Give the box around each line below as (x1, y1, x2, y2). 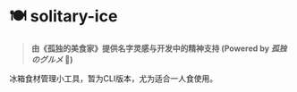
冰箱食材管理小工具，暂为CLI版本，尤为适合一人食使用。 (9, 72, 217, 84)
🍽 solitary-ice (9, 6, 118, 27)
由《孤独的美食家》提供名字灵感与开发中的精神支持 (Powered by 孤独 (30, 43, 287, 54)
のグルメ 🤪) (30, 54, 73, 64)
